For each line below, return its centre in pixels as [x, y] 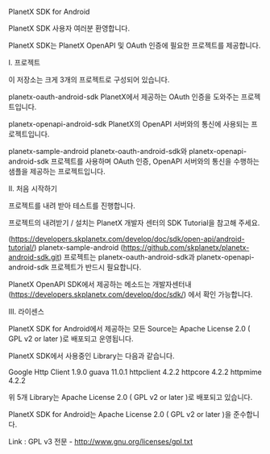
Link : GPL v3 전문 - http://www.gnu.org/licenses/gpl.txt [101, 442]
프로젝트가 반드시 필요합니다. [96, 267]
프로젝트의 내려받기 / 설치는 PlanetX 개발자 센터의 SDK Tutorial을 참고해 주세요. [134, 223]
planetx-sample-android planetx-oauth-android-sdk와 [98, 151]
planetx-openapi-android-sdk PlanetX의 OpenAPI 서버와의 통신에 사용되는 [129, 124]
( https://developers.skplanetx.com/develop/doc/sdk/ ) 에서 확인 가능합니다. [131, 294]
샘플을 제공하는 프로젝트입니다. [57, 171]
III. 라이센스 [26, 311]
